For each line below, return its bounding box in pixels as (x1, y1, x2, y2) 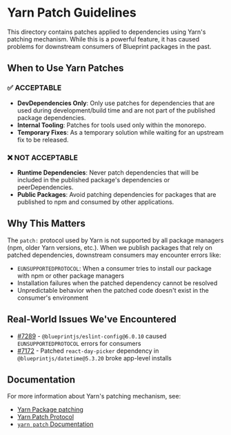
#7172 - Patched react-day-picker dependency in (17, 347, 159, 355)
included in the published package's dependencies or (17, 175, 170, 184)
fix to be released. (17, 135, 69, 144)
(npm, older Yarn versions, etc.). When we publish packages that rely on (7, 243, 212, 251)
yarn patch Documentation (17, 420, 94, 429)
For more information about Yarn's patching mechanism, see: (7, 392, 181, 400)
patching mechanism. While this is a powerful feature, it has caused (7, 35, 200, 43)
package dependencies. (17, 113, 86, 122)
